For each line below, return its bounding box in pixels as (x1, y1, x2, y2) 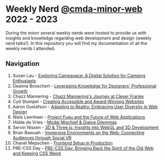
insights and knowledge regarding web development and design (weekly (5, 35, 152, 41)
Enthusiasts (12, 78, 36, 83)
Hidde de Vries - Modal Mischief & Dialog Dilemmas (12, 119, 117, 125)
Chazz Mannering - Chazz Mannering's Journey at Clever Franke (12, 93, 144, 99)
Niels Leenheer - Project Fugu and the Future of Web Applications (12, 114, 145, 120)
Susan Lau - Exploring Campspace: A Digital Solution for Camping (12, 72, 145, 79)
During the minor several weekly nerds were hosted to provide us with (5, 30, 147, 36)
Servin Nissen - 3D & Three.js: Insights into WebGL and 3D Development (12, 124, 159, 130)
